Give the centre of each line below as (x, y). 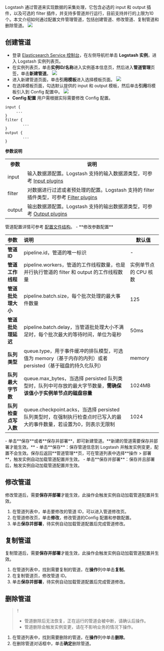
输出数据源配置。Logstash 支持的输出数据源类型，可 (87, 206)
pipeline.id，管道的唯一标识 (55, 252)
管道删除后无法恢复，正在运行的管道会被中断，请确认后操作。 (86, 621)
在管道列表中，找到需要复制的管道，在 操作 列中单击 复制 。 (70, 570)
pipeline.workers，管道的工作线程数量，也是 (74, 264)
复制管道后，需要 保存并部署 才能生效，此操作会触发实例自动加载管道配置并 (80, 553)
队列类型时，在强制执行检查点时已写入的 (70, 417)
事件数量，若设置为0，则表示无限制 (74, 424)
